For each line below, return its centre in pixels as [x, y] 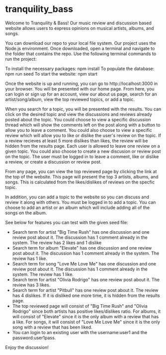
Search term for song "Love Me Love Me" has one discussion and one [84, 264]
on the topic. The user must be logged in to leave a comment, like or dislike [82, 156]
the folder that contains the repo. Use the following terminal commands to [81, 54]
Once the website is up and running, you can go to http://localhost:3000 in [82, 84]
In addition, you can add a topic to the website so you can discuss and [77, 197]
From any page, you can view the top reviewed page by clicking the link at [81, 171]
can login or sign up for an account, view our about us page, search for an [81, 94]
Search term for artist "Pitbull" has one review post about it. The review [85, 290]
